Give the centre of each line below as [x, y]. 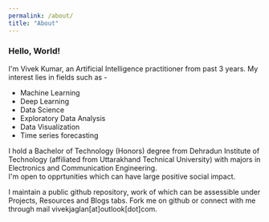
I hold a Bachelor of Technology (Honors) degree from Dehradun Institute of [134, 151]
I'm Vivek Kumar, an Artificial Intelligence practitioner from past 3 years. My [133, 68]
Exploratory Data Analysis [63, 118]
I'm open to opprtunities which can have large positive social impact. [122, 176]
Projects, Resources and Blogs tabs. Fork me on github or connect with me [132, 200]
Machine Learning [50, 92]
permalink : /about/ [41, 16]
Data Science [42, 110]
